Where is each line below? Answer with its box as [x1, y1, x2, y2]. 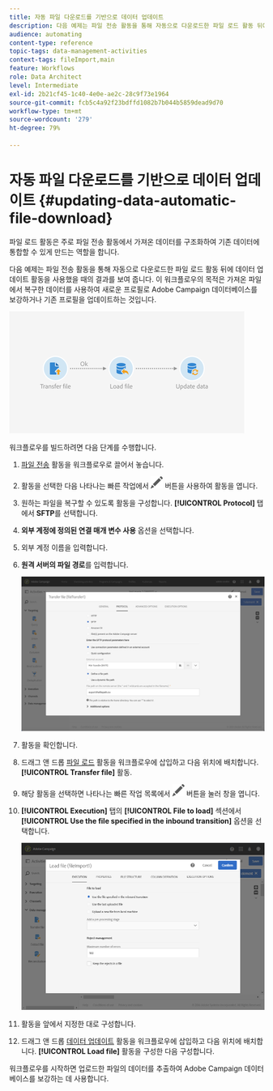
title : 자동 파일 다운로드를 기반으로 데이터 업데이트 [9, 13, 164, 21]
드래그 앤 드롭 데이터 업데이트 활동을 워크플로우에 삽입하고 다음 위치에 [20, 1037, 242, 1046]
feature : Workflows [9, 65, 75, 73]
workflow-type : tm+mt [9, 107, 83, 115]
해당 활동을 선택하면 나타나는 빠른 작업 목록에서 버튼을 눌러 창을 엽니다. [20, 789, 260, 799]
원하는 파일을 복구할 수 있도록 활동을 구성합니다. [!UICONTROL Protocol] [20, 498, 255, 508]
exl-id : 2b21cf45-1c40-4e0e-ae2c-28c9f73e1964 [9, 90, 169, 98]
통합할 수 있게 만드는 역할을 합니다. [9, 247, 120, 257]
